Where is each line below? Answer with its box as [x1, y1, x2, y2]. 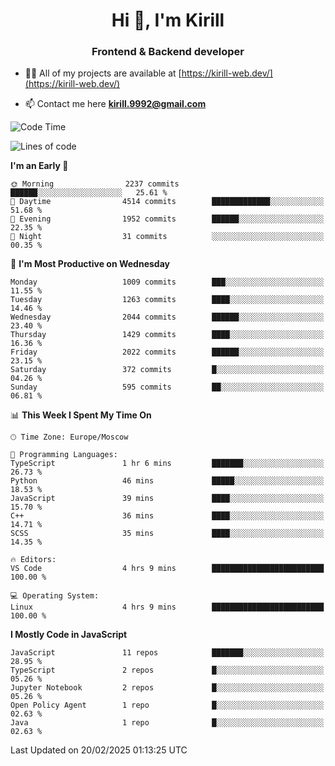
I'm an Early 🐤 [10, 160, 69, 172]
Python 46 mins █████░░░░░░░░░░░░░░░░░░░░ [10, 476, 325, 486]
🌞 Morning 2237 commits [10, 179, 180, 189]
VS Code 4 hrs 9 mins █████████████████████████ [10, 564, 325, 574]
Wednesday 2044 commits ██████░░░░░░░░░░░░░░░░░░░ [10, 312, 325, 323]
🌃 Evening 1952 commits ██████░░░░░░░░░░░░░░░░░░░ [10, 214, 325, 224]
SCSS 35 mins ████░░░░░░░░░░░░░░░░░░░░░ [10, 529, 325, 539]
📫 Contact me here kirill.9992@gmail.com [24, 98, 207, 110]
